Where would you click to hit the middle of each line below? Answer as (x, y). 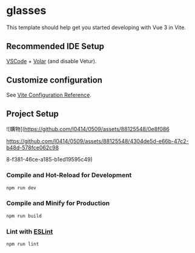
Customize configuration (55, 80)
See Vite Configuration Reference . (49, 95)
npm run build (24, 216)
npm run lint (23, 244)
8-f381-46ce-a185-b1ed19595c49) (49, 160)
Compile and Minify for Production (58, 203)
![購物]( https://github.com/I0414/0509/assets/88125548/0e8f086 (88, 129)
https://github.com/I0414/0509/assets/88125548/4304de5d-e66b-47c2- (97, 141)
